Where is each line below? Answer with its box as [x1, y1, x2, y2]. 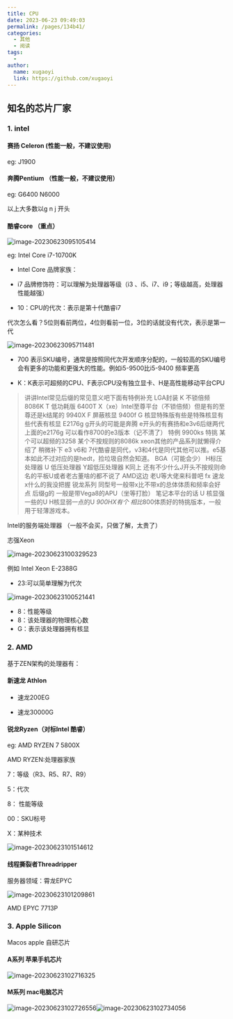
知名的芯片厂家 [7, 102, 72, 114]
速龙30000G [17, 708, 54, 716]
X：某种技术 [7, 829, 42, 838]
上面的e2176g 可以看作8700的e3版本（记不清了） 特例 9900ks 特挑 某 [24, 428, 226, 437]
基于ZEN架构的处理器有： [7, 659, 81, 667]
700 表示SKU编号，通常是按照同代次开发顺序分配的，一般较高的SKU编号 [17, 355, 226, 364]
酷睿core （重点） [7, 222, 59, 230]
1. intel [7, 123, 30, 133]
